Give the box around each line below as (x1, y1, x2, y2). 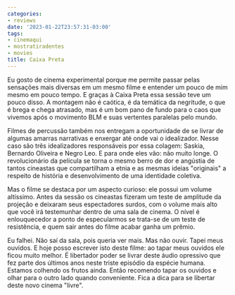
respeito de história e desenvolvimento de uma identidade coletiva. (7, 171, 202, 180)
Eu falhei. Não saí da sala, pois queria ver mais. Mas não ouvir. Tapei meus (7, 236, 224, 244)
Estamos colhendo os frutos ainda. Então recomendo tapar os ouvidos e (7, 265, 217, 275)
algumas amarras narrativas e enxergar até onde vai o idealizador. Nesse (7, 134, 220, 142)
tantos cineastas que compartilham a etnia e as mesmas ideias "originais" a (7, 163, 227, 172)
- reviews (7, 17, 37, 24)
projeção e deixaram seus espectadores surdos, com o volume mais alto (7, 200, 218, 208)
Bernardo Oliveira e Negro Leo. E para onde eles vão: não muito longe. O (7, 149, 218, 157)
